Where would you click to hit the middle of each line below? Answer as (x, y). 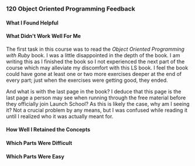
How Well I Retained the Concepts (48, 130)
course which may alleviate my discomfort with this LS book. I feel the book (97, 68)
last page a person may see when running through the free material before (96, 98)
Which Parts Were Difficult (39, 143)
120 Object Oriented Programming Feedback (71, 9)
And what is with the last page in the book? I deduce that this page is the (94, 91)
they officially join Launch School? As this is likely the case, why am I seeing (98, 103)
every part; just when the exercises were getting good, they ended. (87, 80)
